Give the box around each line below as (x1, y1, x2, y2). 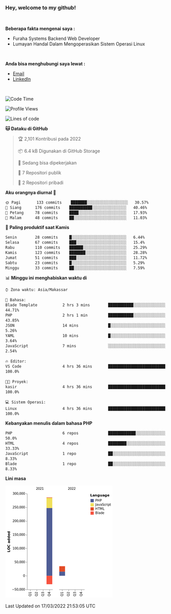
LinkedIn (12, 76, 31, 82)
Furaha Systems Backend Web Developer (12, 35, 101, 42)
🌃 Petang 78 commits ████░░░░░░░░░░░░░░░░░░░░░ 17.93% (5, 210, 147, 216)
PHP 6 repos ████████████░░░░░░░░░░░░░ (5, 431, 166, 436)
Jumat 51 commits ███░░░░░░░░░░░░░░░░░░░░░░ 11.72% (5, 255, 147, 261)
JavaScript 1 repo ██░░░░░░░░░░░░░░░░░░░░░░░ (5, 451, 166, 457)
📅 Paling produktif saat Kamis (5, 224, 69, 231)
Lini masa (5, 475, 27, 482)
